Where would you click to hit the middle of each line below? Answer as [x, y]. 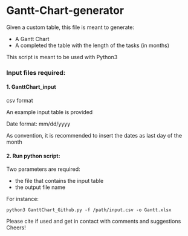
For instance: [23, 199]
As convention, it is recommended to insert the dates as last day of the [94, 136]
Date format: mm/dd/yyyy [38, 124]
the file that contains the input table [59, 181]
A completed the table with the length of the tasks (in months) [92, 45]
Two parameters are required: [43, 169]
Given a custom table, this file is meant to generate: [70, 27]
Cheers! [16, 228]
